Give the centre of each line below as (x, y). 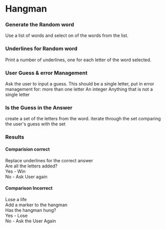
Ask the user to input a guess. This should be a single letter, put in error (80, 84)
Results (15, 137)
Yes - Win (15, 171)
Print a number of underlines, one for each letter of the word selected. (78, 60)
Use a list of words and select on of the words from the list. (67, 35)
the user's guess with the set (35, 124)
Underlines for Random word (41, 49)
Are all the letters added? (31, 166)
